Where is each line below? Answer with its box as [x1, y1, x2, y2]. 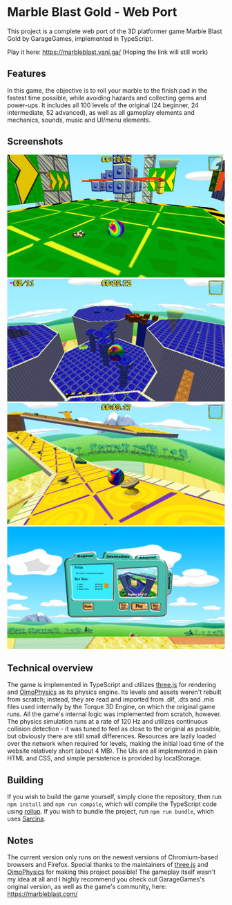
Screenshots [7, 136, 64, 147]
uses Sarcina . [7, 814, 46, 823]
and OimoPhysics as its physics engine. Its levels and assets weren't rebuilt [7, 688, 222, 696]
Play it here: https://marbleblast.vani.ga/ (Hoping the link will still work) [7, 48, 209, 56]
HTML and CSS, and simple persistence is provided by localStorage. [7, 754, 202, 762]
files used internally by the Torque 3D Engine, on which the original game [7, 703, 215, 711]
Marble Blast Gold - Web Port [7, 4, 177, 20]
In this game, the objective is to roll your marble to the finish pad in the [7, 86, 208, 94]
